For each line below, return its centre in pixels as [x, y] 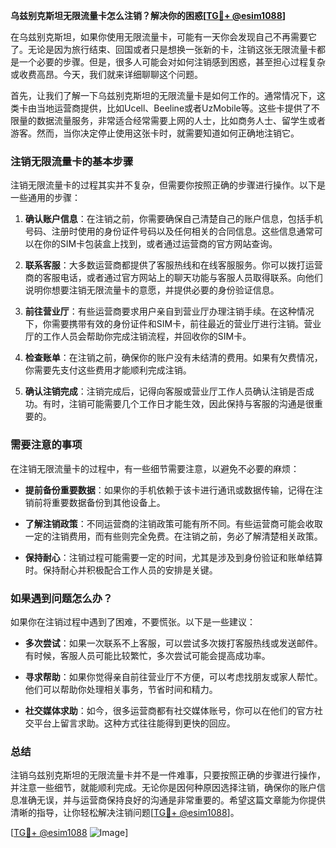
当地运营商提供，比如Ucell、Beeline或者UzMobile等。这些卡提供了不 [178, 108]
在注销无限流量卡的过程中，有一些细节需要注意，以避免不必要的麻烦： [155, 468]
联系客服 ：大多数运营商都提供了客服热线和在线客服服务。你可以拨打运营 [173, 265]
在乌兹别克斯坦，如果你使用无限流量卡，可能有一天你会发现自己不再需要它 [163, 37]
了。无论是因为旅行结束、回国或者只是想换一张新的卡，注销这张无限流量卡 [163, 49]
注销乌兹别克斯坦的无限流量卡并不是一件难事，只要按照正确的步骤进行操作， [168, 775]
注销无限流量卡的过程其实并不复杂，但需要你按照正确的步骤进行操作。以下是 [168, 185]
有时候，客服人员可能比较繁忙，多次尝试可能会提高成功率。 [147, 655]
